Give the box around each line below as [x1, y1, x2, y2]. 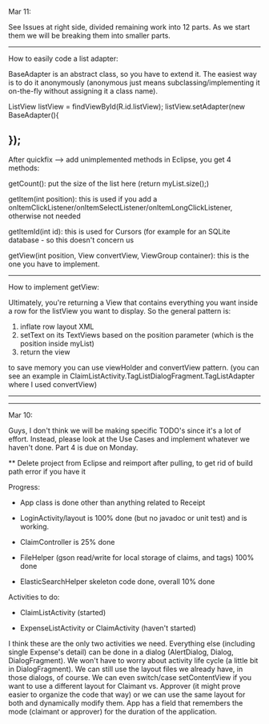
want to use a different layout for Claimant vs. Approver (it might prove [8, 681, 241, 690]
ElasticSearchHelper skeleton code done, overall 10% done [19, 576, 215, 586]
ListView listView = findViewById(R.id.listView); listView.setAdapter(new [8, 102, 246, 111]
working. [19, 522, 50, 531]
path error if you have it [8, 466, 86, 476]
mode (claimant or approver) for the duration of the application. [8, 706, 218, 716]
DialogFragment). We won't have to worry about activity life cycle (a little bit [8, 655, 259, 665]
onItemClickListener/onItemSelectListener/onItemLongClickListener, [8, 202, 233, 212]
